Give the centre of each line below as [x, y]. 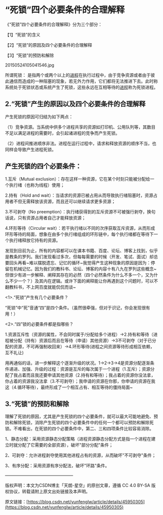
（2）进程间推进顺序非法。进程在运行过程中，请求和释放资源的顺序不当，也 [81, 143]
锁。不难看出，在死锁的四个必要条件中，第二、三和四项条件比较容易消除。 [79, 429]
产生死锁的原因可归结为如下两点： [39, 117]
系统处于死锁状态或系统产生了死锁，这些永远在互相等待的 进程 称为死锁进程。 [81, 87]
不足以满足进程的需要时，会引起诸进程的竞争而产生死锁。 [62, 133]
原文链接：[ [16, 502]
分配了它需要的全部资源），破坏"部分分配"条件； [65, 445]
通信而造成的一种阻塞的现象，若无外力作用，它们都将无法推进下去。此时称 [83, 81]
